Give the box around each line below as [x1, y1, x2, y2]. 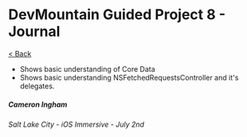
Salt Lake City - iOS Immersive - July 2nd [8, 119, 145, 129]
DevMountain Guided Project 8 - [8, 6, 225, 24]
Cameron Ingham [8, 100, 68, 109]
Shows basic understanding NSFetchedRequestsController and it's [19, 72, 239, 82]
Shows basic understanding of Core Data [19, 64, 155, 73]
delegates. [19, 81, 55, 91]
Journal [8, 22, 61, 41]
